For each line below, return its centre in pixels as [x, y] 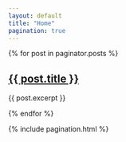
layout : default [35, 16]
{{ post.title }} [44, 78]
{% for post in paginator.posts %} [63, 54]
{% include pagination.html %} [59, 129]
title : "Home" [32, 23]
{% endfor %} [31, 114]
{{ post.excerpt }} [37, 98]
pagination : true [37, 30]
